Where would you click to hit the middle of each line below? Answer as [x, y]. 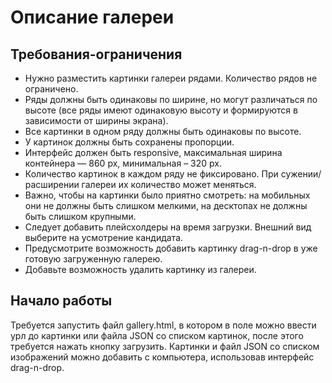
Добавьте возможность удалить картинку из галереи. [140, 269]
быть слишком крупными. [80, 216]
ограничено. [51, 89]
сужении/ [301, 174]
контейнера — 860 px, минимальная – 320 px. [123, 163]
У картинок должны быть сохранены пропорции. [129, 142]
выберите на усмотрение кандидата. [104, 237]
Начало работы [61, 301]
